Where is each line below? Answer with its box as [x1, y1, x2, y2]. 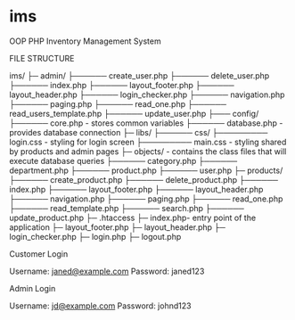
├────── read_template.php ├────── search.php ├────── [9, 202, 245, 213]
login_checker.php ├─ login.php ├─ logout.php [9, 231, 182, 242]
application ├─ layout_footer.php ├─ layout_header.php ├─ [9, 221, 225, 233]
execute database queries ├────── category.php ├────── [9, 155, 238, 166]
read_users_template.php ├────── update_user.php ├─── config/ [9, 108, 259, 119]
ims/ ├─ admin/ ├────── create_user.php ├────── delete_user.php [9, 70, 270, 81]
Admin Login [9, 283, 56, 293]
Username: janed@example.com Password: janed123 [9, 266, 205, 276]
